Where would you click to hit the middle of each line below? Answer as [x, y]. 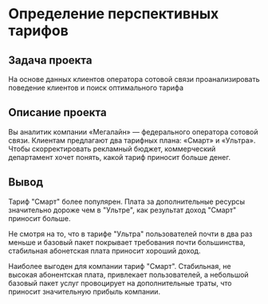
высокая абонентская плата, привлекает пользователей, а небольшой [128, 275]
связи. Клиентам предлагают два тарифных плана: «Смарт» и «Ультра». [132, 140]
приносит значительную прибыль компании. [85, 291]
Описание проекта [57, 113]
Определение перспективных [114, 14]
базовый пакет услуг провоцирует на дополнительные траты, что [120, 283]
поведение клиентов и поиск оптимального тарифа [96, 88]
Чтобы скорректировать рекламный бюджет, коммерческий [112, 149]
